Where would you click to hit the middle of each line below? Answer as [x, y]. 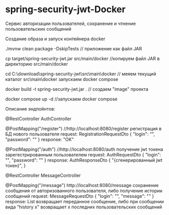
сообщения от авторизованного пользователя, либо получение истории [84, 191]
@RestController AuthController [38, 119]
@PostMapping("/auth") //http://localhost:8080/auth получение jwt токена [84, 149]
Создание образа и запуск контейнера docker [55, 39]
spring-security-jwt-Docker [65, 9]
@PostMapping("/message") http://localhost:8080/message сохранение [82, 185]
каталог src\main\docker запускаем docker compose [62, 79]
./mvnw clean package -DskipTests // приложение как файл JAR [74, 48]
